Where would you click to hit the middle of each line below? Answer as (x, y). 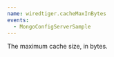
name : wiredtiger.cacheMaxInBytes (57, 14)
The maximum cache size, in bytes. (58, 47)
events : (18, 20)
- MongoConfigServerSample (52, 26)
